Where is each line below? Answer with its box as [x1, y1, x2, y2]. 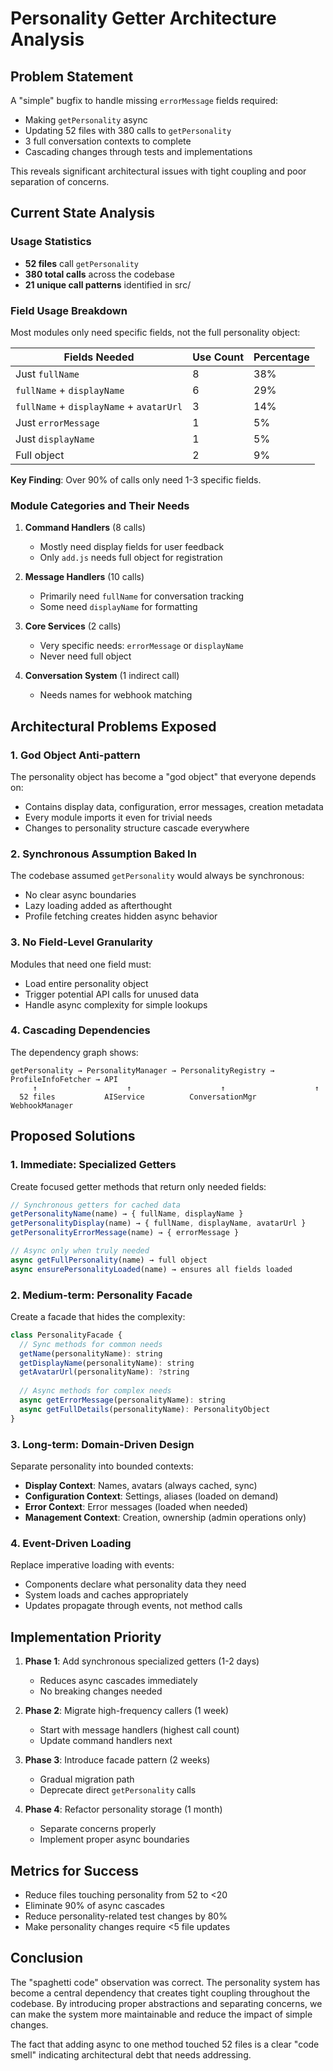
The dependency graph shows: [10, 1046, 139, 1058]
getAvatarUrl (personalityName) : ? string [19, 1367, 190, 1377]
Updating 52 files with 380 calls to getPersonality [24, 125, 232, 136]
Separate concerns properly [39, 1823, 157, 1835]
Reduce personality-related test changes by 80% [24, 1910, 228, 1922]
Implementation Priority [10, 1628, 162, 1646]
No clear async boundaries [24, 889, 137, 901]
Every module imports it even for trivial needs [24, 811, 213, 823]
